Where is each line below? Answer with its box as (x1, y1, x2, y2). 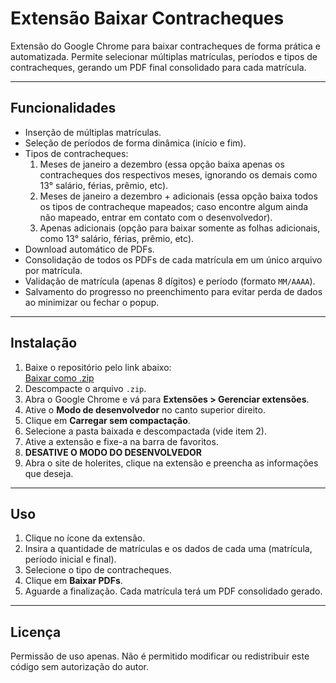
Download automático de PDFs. (24, 243, 155, 255)
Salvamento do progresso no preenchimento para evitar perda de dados (24, 285, 323, 297)
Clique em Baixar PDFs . (24, 575, 123, 587)
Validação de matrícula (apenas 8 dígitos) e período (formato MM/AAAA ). (24, 275, 316, 287)
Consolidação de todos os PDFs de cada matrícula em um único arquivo (24, 253, 323, 266)
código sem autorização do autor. (10, 661, 150, 673)
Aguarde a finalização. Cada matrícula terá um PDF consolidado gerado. (24, 585, 323, 597)
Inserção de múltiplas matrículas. (24, 126, 162, 138)
